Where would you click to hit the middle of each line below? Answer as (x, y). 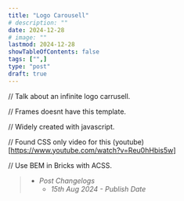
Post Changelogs (67, 181)
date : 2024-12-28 (36, 30)
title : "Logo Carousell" (49, 15)
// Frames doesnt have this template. (67, 111)
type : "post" (29, 67)
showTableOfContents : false (54, 52)
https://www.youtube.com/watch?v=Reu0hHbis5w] (93, 150)
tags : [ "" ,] (27, 60)
